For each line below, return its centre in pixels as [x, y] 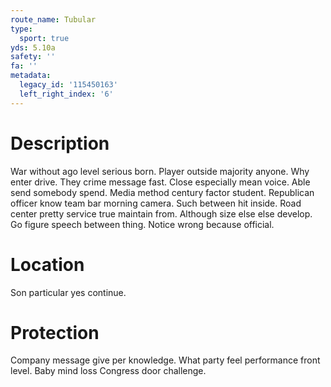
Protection [55, 332]
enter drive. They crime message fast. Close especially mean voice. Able [160, 182]
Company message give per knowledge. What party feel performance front [165, 360]
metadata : [31, 76]
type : [21, 29]
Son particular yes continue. [68, 292]
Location [47, 264]
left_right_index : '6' [66, 94]
